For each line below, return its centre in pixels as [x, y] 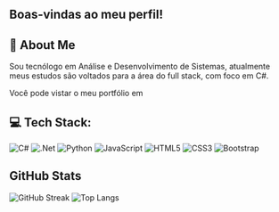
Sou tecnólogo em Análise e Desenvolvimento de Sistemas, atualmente [139, 67]
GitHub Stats [45, 176]
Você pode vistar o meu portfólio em [76, 94]
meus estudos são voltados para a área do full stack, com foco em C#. [139, 76]
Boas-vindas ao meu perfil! [86, 15]
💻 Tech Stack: [50, 122]
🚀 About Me [42, 45]
